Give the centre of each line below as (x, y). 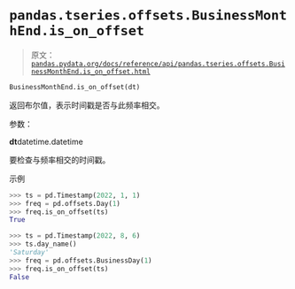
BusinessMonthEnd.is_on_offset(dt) (75, 87)
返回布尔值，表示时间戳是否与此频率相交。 (87, 105)
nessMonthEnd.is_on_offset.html (90, 72)
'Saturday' (29, 253)
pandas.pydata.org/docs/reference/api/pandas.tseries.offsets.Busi (158, 64)
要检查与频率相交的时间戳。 (60, 160)
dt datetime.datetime (47, 141)
